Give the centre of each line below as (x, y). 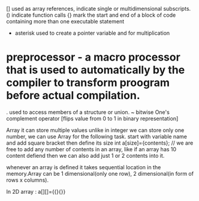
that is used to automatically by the (96, 70)
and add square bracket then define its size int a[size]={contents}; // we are (100, 143)
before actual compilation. (73, 96)
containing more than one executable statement (65, 21)
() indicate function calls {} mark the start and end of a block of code (91, 15)
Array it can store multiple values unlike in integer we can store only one (95, 130)
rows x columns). (28, 180)
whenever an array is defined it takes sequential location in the (84, 167)
